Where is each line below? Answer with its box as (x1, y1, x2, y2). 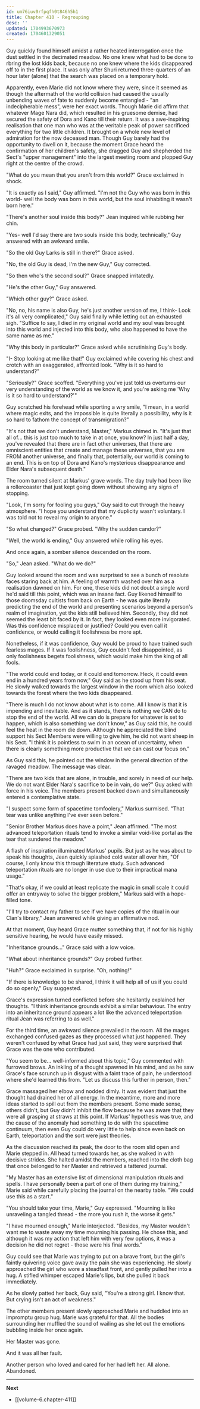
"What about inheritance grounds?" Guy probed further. (6, 956, 143, 963)
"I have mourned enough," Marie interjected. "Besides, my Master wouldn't (6, 1222, 190, 1229)
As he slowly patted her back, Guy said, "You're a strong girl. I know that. (6, 1289, 186, 1297)
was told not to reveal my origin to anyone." (6, 514, 113, 521)
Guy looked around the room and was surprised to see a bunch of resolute (6, 572, 189, 579)
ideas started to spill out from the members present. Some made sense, (6, 1100, 182, 1107)
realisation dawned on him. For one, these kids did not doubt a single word (6, 584, 189, 591)
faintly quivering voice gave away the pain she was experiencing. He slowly (6, 1259, 192, 1266)
